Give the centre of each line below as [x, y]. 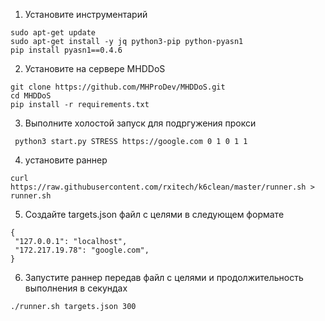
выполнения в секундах [76, 288]
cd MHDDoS [31, 96]
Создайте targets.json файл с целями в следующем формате [154, 214]
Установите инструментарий [86, 14]
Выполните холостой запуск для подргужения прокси [140, 123]
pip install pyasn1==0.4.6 [66, 50]
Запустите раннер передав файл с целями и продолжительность [164, 277]
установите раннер [66, 160]
